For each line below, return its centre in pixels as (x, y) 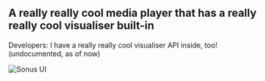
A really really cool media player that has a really (132, 13)
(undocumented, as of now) (54, 53)
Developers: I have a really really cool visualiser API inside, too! (113, 45)
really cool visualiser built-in (81, 26)
